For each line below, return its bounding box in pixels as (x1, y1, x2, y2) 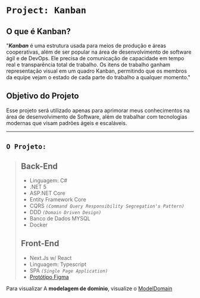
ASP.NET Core (29, 190, 65, 197)
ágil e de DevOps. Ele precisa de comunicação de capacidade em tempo (6, 55, 185, 61)
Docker (29, 221, 48, 228)
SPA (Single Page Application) (29, 267, 108, 274)
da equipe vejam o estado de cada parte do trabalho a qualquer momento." (6, 74, 190, 80)
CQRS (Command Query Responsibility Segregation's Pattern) (29, 202, 185, 210)
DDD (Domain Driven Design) (29, 209, 102, 216)
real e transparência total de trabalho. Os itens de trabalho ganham (6, 61, 171, 68)
